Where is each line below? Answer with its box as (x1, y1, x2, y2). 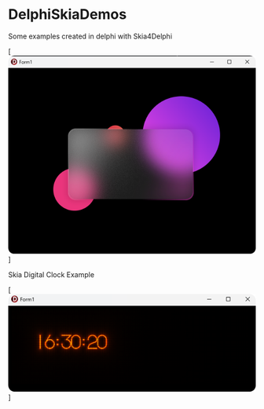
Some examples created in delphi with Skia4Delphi (8, 31, 173, 41)
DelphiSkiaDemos (8, 5, 127, 24)
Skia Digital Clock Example (8, 269, 95, 279)
